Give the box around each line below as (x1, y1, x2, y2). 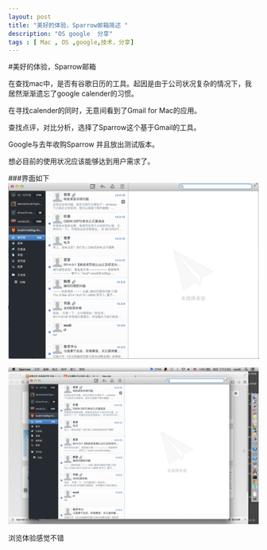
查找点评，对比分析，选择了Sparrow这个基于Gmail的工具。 (8, 123, 201, 132)
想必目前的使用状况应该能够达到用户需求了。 (8, 156, 155, 167)
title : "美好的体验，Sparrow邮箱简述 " (8, 21, 129, 29)
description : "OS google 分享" (8, 29, 113, 37)
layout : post (8, 13, 52, 21)
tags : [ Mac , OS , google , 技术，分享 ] (8, 38, 134, 46)
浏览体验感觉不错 (8, 533, 64, 543)
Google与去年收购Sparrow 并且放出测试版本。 (8, 139, 159, 149)
